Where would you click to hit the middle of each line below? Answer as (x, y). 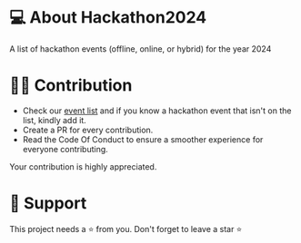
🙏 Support (48, 204)
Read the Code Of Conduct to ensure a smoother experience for (143, 139)
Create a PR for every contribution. (88, 130)
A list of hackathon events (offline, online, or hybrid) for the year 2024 (140, 49)
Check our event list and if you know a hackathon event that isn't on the (157, 111)
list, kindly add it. (54, 120)
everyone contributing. (65, 149)
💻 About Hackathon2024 (108, 18)
